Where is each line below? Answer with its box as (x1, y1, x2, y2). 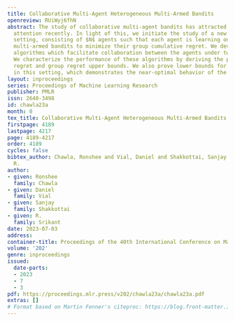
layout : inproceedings (7, 75, 73, 83)
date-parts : (13, 264, 49, 271)
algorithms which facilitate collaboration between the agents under (13, 50, 220, 57)
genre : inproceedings (7, 252, 71, 259)
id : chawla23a (7, 102, 49, 109)
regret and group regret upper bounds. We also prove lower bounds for (13, 62, 227, 69)
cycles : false (7, 147, 49, 154)
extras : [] (7, 297, 39, 304)
